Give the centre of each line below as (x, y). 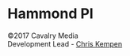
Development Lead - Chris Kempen (65, 43)
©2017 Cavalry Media (43, 35)
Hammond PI (51, 14)
